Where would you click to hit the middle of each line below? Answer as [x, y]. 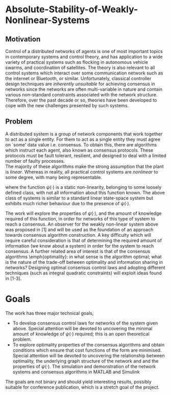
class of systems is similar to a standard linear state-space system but [79, 198]
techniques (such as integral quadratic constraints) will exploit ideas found [84, 273]
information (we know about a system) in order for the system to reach [80, 245]
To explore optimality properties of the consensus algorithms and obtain [89, 344]
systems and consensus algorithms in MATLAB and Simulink [76, 372]
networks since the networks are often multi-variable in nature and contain [84, 89]
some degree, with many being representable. [54, 177]
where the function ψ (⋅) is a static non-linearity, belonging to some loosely [83, 187]
